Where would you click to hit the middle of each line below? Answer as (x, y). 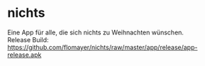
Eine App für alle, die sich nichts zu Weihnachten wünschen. (96, 32)
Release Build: (28, 39)
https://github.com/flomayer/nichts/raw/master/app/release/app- (102, 47)
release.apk (24, 55)
